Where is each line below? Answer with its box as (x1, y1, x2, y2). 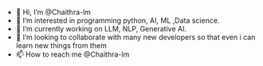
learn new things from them (15, 41, 108, 50)
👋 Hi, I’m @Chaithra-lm (15, 8, 92, 16)
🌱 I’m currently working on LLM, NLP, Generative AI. (15, 24, 187, 33)
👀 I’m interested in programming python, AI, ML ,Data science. (15, 16, 220, 25)
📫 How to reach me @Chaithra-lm (15, 49, 130, 59)
